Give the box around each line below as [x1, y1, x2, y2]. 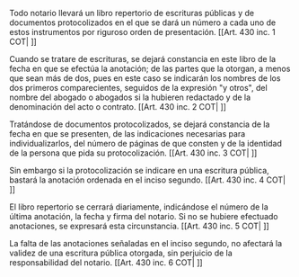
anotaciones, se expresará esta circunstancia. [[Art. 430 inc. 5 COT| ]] [9, 220, 269, 231]
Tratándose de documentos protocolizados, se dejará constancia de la [9, 119, 270, 130]
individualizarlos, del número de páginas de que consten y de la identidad [9, 138, 283, 148]
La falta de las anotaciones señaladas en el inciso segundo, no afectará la [9, 238, 283, 248]
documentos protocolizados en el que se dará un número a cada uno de [9, 17, 277, 28]
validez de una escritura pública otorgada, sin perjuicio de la [9, 247, 233, 258]
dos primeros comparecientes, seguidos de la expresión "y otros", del [9, 83, 268, 93]
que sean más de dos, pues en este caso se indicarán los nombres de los [9, 73, 281, 84]
